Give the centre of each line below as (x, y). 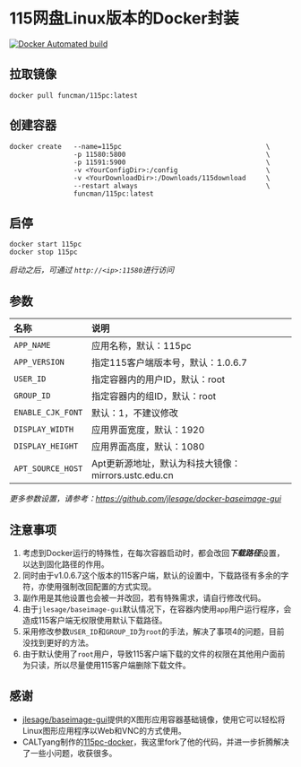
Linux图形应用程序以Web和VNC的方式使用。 (104, 730)
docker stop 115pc (43, 252)
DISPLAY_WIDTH (44, 430)
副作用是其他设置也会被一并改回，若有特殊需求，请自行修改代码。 (144, 598)
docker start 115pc (46, 244)
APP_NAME (32, 345)
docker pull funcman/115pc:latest (74, 95)
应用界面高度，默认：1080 (148, 447)
